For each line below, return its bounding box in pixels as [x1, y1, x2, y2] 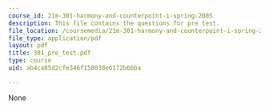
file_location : [8, 26, 59, 34]
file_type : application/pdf [8, 34, 102, 42]
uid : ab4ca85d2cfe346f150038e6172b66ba [8, 64, 142, 72]
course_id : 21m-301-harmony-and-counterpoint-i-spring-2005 [8, 11, 214, 20]
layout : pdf [8, 42, 48, 50]
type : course [8, 57, 52, 65]
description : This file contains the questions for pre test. [8, 19, 220, 27]
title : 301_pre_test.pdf [8, 49, 91, 57]
